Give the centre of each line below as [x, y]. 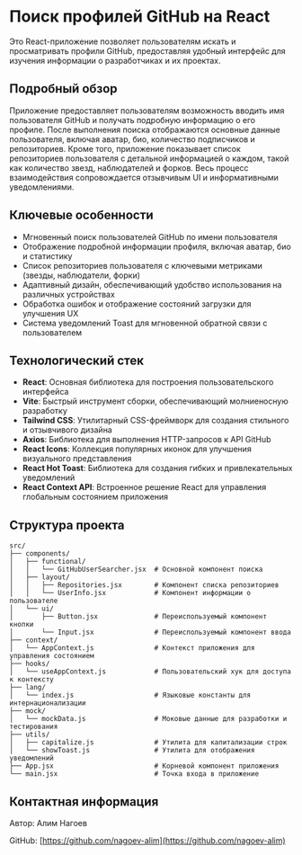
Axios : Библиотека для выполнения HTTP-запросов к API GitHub [147, 440]
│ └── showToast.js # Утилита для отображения [132, 751]
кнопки [22, 625]
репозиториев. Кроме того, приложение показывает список [125, 148]
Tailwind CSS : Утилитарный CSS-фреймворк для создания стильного [155, 421]
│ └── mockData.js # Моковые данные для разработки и [148, 719]
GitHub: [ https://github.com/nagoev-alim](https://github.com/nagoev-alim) [147, 841]
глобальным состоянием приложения [95, 497]
